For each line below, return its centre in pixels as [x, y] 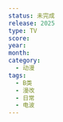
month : [19, 53]
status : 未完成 [31, 16]
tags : [17, 75]
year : [17, 46]
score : [19, 38]
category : [25, 61]
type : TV [23, 31]
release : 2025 [32, 23]
